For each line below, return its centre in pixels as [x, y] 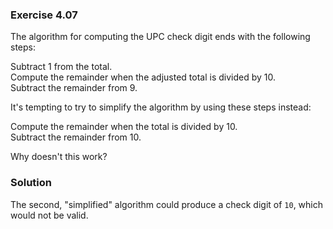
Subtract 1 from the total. [61, 67]
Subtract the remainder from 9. [74, 88]
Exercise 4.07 [44, 15]
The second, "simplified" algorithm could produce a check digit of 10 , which [167, 204]
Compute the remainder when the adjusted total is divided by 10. [143, 77]
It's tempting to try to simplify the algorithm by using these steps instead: [161, 107]
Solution [31, 183]
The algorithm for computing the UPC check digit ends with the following [160, 37]
